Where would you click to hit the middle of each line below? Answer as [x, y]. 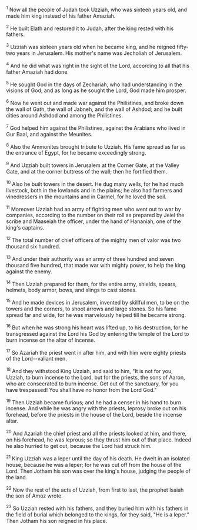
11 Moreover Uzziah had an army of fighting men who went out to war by [94, 208]
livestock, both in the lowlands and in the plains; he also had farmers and [94, 190]
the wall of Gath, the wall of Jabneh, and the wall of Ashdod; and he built [94, 109]
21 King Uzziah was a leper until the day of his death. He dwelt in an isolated [98, 458]
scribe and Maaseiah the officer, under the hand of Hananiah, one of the [94, 221]
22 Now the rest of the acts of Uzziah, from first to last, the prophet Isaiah [95, 489]
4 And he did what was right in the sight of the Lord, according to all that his [98, 65]
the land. [17, 477]
